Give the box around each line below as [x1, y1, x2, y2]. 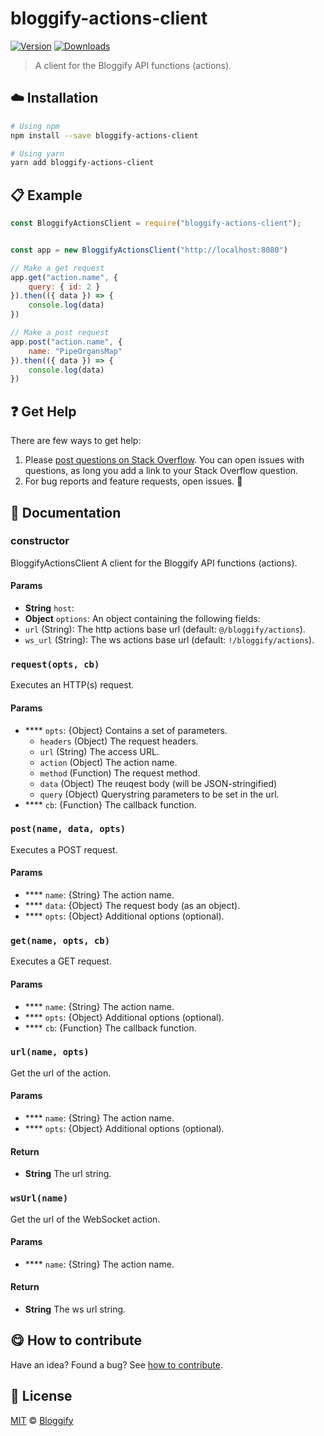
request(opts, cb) [10, 658, 100, 670]
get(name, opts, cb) [10, 935, 111, 946]
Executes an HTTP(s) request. [10, 679, 135, 691]
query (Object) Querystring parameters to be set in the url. [39, 788, 280, 800]
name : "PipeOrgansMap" [28, 346, 123, 356]
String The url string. [24, 1168, 112, 1180]
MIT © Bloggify [10, 1414, 74, 1426]
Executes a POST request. [10, 843, 118, 856]
